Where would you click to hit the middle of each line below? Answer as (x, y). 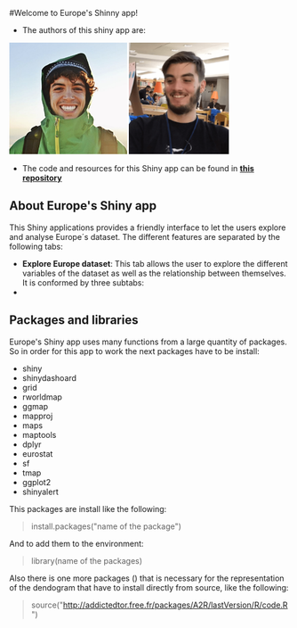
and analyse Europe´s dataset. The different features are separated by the (144, 236)
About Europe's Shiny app (83, 206)
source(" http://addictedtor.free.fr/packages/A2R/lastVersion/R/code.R (159, 605)
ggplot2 (36, 482)
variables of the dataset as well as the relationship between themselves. (154, 273)
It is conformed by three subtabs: (83, 282)
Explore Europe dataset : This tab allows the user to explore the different (155, 263)
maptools (39, 434)
